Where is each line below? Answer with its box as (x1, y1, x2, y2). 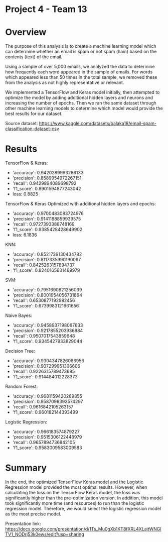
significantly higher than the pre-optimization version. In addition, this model (5, 495, 163, 501)
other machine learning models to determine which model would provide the (5, 105, 163, 112)
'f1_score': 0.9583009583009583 (12, 445, 82, 451)
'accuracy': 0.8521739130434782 (12, 251, 82, 257)
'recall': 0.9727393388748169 (12, 221, 75, 227)
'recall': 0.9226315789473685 (12, 368, 75, 375)
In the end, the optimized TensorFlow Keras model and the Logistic (5, 479, 143, 485)
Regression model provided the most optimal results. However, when (5, 484, 147, 490)
